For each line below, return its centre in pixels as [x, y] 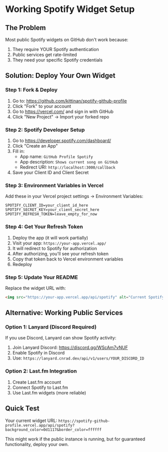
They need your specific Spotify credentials [57, 60]
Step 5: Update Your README [42, 277]
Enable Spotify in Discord [38, 353]
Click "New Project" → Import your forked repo [61, 116]
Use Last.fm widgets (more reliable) [49, 392]
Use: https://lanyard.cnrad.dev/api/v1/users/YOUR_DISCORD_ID [78, 358]
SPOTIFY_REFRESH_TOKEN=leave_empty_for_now [51, 214]
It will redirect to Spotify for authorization [55, 248]
